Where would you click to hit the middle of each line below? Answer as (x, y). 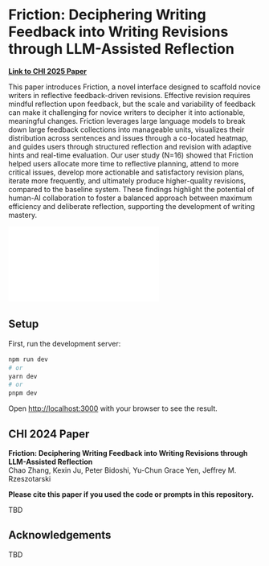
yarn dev (23, 376)
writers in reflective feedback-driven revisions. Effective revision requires (129, 95)
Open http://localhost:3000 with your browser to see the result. (113, 408)
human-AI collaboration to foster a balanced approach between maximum (130, 198)
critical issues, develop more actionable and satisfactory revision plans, (126, 172)
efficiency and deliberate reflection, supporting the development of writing (132, 206)
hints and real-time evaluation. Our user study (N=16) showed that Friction (131, 155)
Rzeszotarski (30, 478)
